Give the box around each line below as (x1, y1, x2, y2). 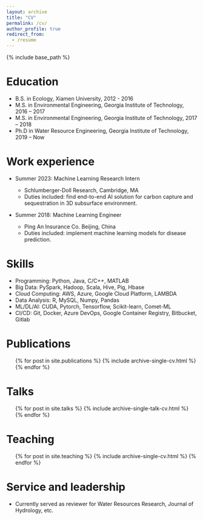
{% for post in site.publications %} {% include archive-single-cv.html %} (15, 357, 196, 364)
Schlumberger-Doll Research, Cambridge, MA (24, 186, 139, 194)
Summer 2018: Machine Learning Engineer (15, 211, 122, 218)
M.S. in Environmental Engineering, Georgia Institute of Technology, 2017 (15, 114, 198, 121)
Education (6, 75, 59, 88)
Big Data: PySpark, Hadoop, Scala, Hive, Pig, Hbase (15, 283, 145, 291)
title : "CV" (6, 15, 36, 21)
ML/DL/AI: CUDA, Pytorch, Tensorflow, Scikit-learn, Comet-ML (15, 302, 171, 310)
